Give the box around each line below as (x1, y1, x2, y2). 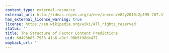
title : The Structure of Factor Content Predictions (5, 31, 118, 36)
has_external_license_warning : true (5, 17, 82, 22)
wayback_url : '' (5, 40, 39, 45)
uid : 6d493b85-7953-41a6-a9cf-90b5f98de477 (5, 36, 98, 41)
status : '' (5, 26, 28, 31)
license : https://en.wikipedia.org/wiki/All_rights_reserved (5, 21, 136, 27)
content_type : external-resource (5, 7, 75, 13)
